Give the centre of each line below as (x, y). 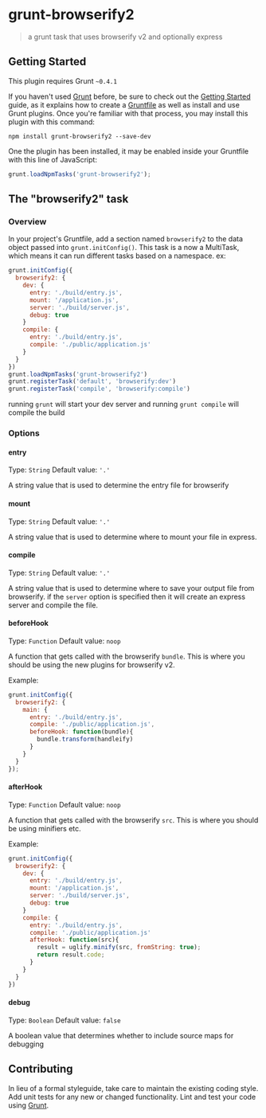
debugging (26, 1044)
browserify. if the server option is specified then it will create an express (127, 596)
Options (24, 433)
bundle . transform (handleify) (85, 739)
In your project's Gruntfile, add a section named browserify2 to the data (126, 239)
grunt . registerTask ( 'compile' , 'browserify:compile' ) (100, 389)
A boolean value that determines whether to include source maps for (121, 1035)
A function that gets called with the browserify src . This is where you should (133, 820)
